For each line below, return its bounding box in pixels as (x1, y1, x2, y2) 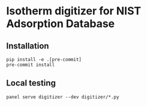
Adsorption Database (6, 17, 115, 31)
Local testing (6, 78, 56, 88)
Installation (6, 41, 49, 51)
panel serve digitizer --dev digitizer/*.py (6, 94, 119, 100)
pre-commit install (6, 62, 55, 68)
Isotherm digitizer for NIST (6, 4, 142, 18)
